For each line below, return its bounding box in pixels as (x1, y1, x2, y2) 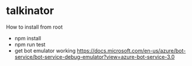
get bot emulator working (14, 47, 76, 54)
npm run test (14, 41, 46, 48)
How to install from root (6, 23, 63, 30)
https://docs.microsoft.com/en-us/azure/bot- (77, 47, 186, 54)
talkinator (6, 4, 54, 18)
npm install (14, 34, 42, 41)
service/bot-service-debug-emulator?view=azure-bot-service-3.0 (14, 53, 175, 60)
